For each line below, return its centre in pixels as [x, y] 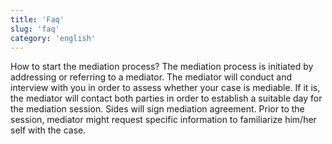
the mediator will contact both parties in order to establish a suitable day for [166, 98]
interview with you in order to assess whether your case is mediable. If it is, [165, 88]
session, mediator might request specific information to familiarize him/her [163, 120]
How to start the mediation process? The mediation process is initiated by [162, 67]
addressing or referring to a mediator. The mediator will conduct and [151, 77]
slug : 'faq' [35, 29]
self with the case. [48, 130]
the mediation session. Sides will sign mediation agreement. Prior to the [157, 109]
